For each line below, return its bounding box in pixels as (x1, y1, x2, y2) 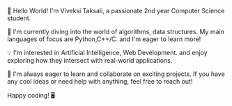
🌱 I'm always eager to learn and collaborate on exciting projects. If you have (7, 70, 225, 78)
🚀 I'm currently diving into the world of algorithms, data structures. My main (7, 28, 224, 36)
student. (7, 14, 31, 22)
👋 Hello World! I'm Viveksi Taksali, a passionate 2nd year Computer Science (7, 7, 225, 15)
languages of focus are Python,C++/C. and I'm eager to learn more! (7, 35, 201, 43)
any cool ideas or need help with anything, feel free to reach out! (7, 77, 193, 85)
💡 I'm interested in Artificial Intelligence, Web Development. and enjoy (7, 49, 208, 56)
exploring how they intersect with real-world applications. (7, 56, 173, 64)
